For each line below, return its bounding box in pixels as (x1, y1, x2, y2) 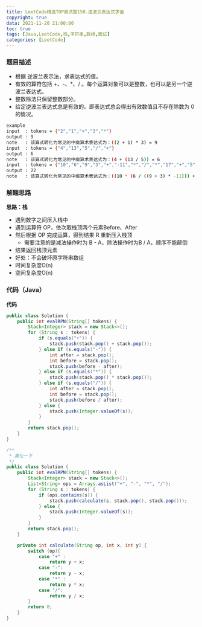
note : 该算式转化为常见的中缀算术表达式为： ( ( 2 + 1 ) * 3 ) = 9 (6, 140, 158, 146)
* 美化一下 (8, 452, 33, 459)
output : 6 (6, 150, 34, 157)
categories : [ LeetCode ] (6, 37, 66, 43)
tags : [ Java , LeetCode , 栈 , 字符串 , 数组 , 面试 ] (6, 31, 110, 37)
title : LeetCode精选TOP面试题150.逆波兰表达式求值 (6, 8, 125, 15)
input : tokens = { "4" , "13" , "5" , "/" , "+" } (6, 145, 115, 151)
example (6, 123, 26, 129)
